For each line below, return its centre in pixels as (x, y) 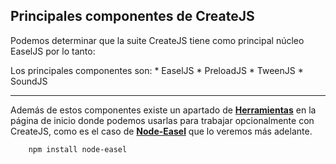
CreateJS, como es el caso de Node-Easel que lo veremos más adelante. (161, 131)
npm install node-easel (78, 149)
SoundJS (29, 81)
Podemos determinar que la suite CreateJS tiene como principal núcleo (157, 40)
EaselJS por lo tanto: (53, 51)
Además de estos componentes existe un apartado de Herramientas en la (163, 110)
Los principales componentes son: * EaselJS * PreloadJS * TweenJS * (157, 70)
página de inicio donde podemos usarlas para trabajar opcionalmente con (162, 120)
